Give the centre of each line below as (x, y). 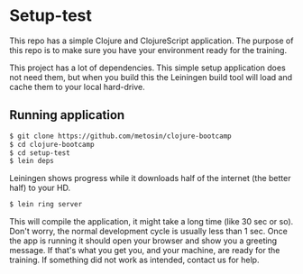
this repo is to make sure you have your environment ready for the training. (148, 50)
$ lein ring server (46, 205)
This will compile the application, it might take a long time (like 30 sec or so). (151, 222)
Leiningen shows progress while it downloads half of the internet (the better (150, 178)
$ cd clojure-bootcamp (52, 144)
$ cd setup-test (40, 153)
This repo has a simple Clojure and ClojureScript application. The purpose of (151, 41)
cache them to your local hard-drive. (78, 87)
